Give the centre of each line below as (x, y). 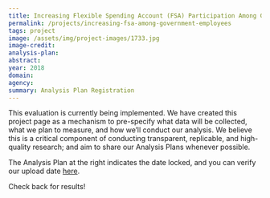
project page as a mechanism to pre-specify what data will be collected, (128, 122)
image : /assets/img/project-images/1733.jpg (84, 38)
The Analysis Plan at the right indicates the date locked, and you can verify (132, 163)
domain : (21, 75)
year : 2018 (27, 68)
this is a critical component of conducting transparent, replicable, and (124, 139)
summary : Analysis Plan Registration (72, 90)
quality (20, 147)
